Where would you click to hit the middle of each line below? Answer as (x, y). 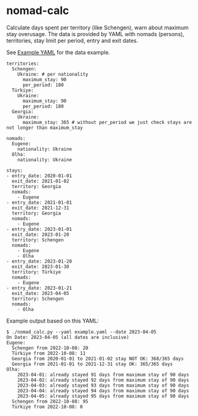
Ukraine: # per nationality (53, 74)
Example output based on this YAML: (53, 321)
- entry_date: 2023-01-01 (39, 229)
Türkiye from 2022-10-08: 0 (48, 407)
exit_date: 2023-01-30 (41, 266)
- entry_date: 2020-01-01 (39, 176)
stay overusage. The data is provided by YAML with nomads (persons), (95, 34)
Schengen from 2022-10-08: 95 (50, 401)
